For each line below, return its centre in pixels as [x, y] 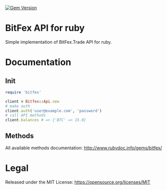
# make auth [18, 106]
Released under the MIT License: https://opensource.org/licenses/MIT [78, 182]
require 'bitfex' [23, 92]
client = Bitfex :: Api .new [32, 101]
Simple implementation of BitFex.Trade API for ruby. [58, 42]
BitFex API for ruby [45, 28]
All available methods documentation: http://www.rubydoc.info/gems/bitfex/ [83, 148]
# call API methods [26, 116]
